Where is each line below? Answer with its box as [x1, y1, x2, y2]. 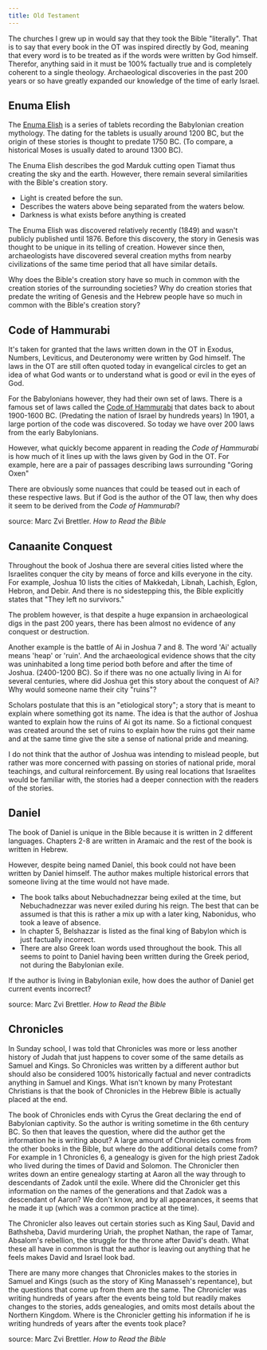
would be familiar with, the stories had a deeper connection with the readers [8, 775, 259, 785]
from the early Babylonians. [8, 428, 99, 438]
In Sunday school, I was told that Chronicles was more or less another [8, 1043, 238, 1053]
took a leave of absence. [19, 917, 101, 927]
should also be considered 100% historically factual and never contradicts [8, 1069, 251, 1078]
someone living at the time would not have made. [8, 877, 170, 886]
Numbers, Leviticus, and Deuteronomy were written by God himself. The [8, 353, 245, 363]
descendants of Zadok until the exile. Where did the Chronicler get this [8, 1177, 241, 1187]
